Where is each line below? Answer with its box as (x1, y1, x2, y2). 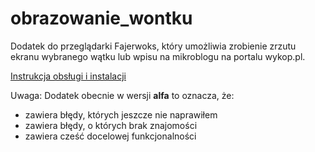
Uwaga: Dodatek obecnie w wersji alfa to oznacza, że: (10, 89, 235, 101)
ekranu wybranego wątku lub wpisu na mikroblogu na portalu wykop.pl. (10, 50, 306, 62)
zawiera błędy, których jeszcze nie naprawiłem (24, 108, 218, 121)
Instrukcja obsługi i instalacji (10, 70, 127, 82)
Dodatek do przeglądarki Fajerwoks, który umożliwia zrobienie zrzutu (10, 40, 297, 52)
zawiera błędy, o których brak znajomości (24, 119, 198, 131)
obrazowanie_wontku (10, 7, 193, 30)
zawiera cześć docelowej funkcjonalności (24, 130, 197, 142)
